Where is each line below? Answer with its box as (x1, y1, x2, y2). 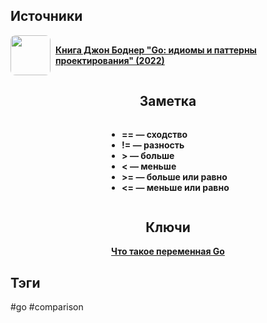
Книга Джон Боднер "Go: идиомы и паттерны (55, 44, 257, 56)
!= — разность (121, 139, 185, 151)
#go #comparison (10, 301, 84, 313)
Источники (10, 8, 83, 25)
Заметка (139, 93, 197, 110)
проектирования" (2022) (55, 54, 165, 66)
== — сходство (121, 128, 188, 140)
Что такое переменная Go (111, 245, 225, 258)
